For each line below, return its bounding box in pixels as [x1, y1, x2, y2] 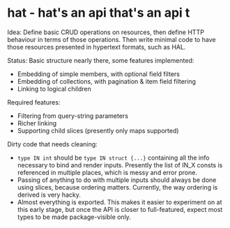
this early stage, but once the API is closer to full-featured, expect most [17, 205, 223, 213]
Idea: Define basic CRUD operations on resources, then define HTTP [7, 28, 204, 36]
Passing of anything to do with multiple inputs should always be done [17, 176, 217, 184]
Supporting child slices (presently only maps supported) [17, 126, 179, 135]
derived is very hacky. [17, 190, 82, 199]
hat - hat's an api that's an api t [7, 5, 190, 21]
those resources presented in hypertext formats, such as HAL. [7, 43, 186, 51]
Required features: [7, 98, 61, 106]
